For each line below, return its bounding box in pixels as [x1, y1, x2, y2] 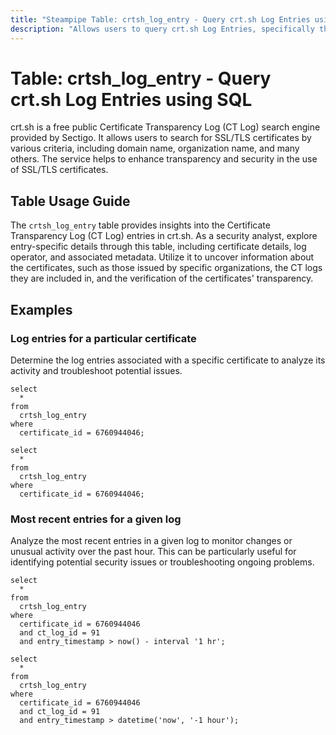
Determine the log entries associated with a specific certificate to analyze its [10, 354, 326, 366]
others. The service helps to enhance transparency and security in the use [10, 153, 318, 165]
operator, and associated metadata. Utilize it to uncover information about [10, 251, 315, 263]
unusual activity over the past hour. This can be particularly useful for [10, 546, 297, 558]
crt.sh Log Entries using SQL [10, 88, 253, 111]
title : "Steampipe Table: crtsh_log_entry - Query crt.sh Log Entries [10, 14, 311, 25]
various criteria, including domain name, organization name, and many [10, 142, 300, 155]
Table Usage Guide [10, 192, 131, 210]
